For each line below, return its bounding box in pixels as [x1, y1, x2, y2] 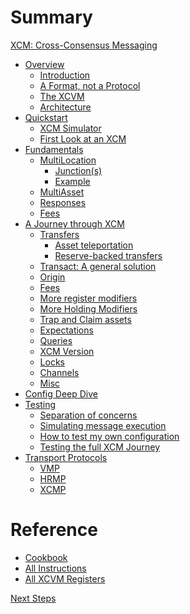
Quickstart [24, 111, 68, 123]
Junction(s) [54, 164, 103, 176]
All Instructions [24, 562, 87, 574]
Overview [24, 58, 65, 70]
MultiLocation [39, 154, 97, 166]
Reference [10, 519, 98, 541]
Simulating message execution [39, 419, 167, 431]
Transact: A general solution [39, 260, 157, 272]
